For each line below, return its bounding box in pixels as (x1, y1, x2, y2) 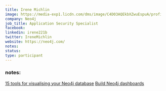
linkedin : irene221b (5, 30, 48, 35)
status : (5, 48, 21, 53)
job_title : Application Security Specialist (5, 21, 98, 26)
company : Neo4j (5, 16, 37, 21)
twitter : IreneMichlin (5, 35, 52, 40)
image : (5, 12, 19, 17)
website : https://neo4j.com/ (5, 39, 65, 44)
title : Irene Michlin (5, 7, 50, 12)
